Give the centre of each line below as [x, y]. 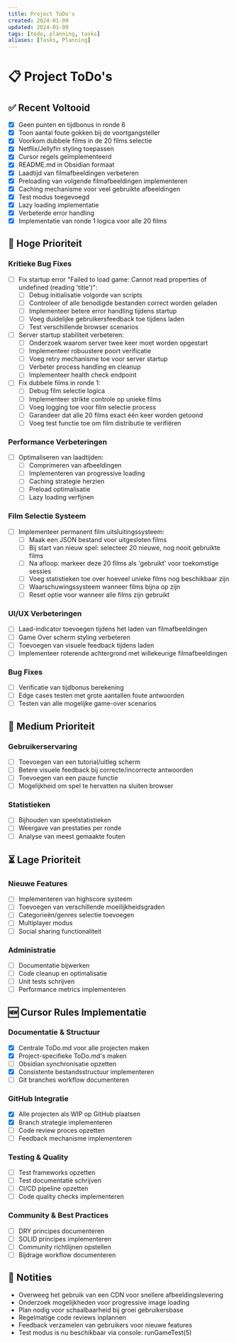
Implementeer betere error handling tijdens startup [103, 311]
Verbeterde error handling [56, 213]
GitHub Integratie [39, 1099]
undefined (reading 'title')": [58, 287]
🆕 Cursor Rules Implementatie [78, 1012]
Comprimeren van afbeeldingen [75, 465]
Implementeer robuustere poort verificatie [90, 351]
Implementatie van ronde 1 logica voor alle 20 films [92, 221]
